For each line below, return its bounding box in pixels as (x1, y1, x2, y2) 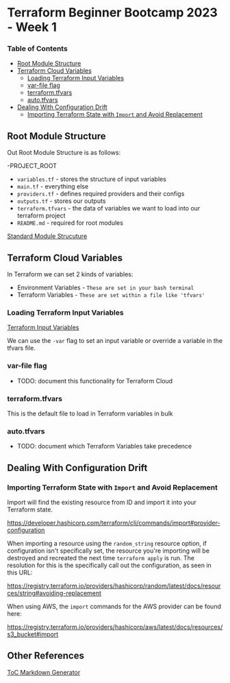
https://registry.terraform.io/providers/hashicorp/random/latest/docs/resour (7, 582, 221, 590)
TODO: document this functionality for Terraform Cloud (16, 376, 173, 385)
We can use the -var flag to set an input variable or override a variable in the (7, 337, 223, 345)
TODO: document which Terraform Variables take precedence (16, 442, 192, 451)
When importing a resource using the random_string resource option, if (7, 539, 207, 547)
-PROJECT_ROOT (7, 162, 57, 170)
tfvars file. (7, 344, 36, 352)
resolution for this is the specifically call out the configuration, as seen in (7, 561, 212, 569)
